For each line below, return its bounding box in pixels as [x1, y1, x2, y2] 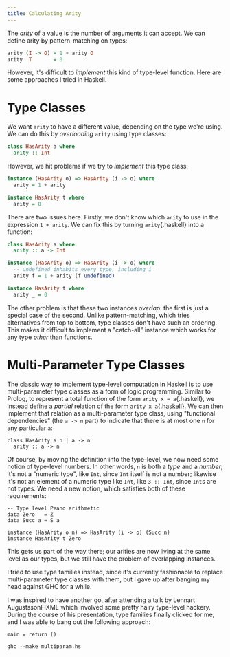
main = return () [7, 631, 57, 638]
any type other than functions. [7, 333, 93, 341]
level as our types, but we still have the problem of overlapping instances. [7, 554, 216, 563]
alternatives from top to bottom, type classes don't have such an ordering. [7, 318, 218, 327]
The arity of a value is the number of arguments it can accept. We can [7, 29, 206, 37]
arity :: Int [13, 149, 51, 157]
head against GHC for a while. [7, 582, 92, 590]
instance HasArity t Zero [7, 535, 81, 542]
